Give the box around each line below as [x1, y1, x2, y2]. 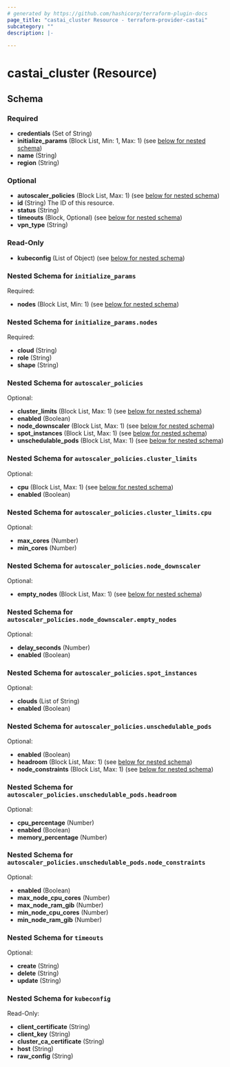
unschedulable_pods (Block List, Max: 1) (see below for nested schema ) [17, 436, 224, 445]
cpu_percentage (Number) [17, 819, 94, 827]
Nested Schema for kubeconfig [7, 994, 112, 1004]
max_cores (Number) [17, 536, 79, 545]
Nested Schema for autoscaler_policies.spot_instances [7, 667, 198, 677]
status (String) [17, 206, 60, 215]
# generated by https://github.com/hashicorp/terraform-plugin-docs [7, 10, 208, 17]
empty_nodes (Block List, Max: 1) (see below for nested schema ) [17, 590, 202, 598]
